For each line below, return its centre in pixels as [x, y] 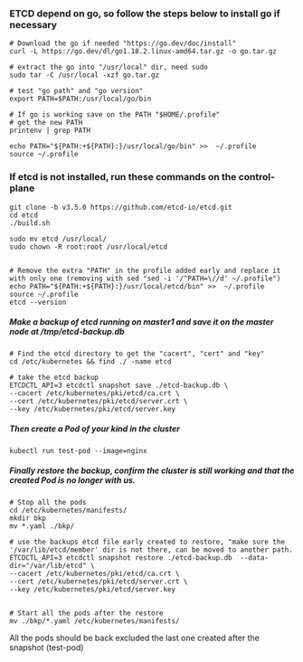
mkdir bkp [28, 518]
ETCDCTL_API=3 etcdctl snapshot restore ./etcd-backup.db [121, 558]
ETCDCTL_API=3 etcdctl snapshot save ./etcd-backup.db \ [119, 385]
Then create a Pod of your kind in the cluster [95, 429]
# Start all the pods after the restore [87, 613]
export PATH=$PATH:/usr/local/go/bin [80, 99]
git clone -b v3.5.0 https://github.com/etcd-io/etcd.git [121, 207]
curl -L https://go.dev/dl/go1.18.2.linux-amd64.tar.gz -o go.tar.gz [143, 52]
